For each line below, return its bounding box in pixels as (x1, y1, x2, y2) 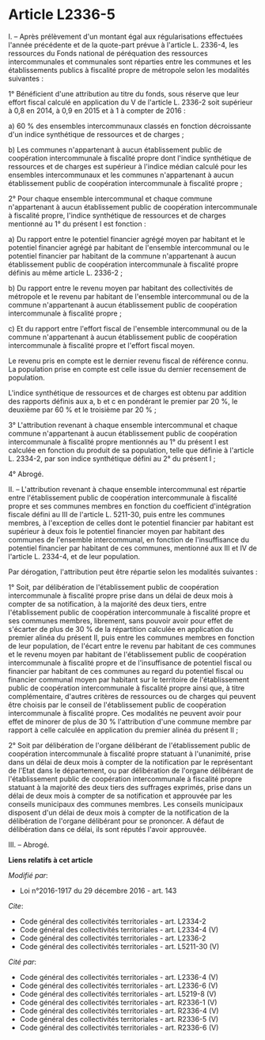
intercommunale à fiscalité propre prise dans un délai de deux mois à (8, 591, 233, 600)
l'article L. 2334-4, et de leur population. (8, 551, 141, 561)
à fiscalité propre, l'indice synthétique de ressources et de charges (8, 210, 227, 220)
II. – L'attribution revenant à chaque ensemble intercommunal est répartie (8, 484, 247, 494)
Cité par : (8, 957, 37, 966)
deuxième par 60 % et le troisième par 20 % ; (8, 405, 157, 414)
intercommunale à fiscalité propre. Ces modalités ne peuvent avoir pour (8, 708, 242, 717)
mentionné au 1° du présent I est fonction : (8, 219, 146, 229)
